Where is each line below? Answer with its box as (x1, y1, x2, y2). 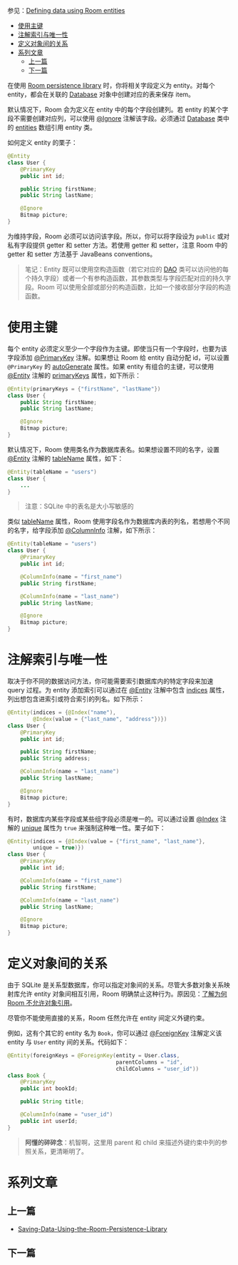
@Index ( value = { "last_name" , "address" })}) (33, 715, 167, 722)
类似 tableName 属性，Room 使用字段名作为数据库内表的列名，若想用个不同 (7, 517, 230, 526)
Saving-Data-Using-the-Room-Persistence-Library (17, 1224, 167, 1233)
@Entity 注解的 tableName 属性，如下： (7, 454, 124, 463)
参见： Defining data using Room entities (7, 6, 125, 14)
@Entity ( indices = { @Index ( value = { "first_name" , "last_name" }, (7, 837, 206, 845)
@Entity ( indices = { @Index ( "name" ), (7, 709, 116, 716)
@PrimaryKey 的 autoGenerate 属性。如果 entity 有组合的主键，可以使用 (7, 362, 214, 371)
